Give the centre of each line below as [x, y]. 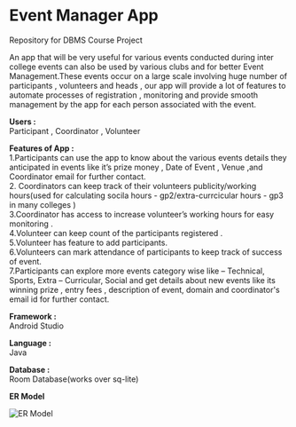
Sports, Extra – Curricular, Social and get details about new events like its [143, 280]
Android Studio [37, 326]
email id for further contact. [59, 299]
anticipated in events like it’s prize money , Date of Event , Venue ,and [136, 167]
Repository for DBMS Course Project [76, 40]
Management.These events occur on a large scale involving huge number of [148, 75]
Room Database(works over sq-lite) [74, 379]
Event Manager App [84, 16]
